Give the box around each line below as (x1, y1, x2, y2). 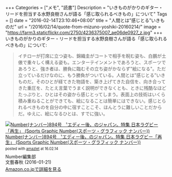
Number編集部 (5, 153, 36, 160)
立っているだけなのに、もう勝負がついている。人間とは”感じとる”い (17, 72, 161, 78)
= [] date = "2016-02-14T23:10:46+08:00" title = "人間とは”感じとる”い (5, 17, 156, 23)
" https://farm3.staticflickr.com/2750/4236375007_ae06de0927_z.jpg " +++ (5, 30, 163, 35)
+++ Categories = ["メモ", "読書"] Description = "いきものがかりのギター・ (5, 5, 163, 10)
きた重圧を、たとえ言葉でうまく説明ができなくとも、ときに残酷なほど (17, 85, 167, 91)
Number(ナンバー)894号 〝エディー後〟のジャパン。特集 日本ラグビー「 (5, 134, 158, 140)
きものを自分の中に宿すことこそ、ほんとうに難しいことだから (31, 104, 162, 110)
